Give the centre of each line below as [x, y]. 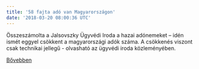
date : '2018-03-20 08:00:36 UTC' [49, 18]
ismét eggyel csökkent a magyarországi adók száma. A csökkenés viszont [100, 42]
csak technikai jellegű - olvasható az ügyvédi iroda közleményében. [91, 48]
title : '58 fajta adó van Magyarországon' [61, 12]
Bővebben [19, 60]
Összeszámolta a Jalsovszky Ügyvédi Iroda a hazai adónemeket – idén [95, 35]
